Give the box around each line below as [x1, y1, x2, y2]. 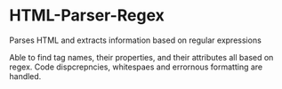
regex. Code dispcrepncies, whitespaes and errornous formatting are [9, 61, 263, 72]
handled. [9, 70, 42, 81]
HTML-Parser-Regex [9, 5, 165, 26]
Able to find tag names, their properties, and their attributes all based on [9, 52, 274, 62]
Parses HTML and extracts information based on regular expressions [9, 35, 262, 45]
